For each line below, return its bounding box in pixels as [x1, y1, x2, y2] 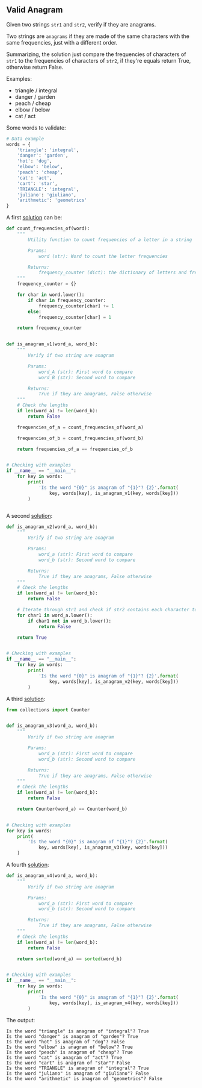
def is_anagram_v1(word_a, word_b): [6, 341, 98, 347]
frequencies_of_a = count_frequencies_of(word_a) [17, 424, 144, 430]
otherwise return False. [6, 63, 64, 71]
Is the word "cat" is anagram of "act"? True [6, 1054, 122, 1060]
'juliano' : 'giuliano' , [17, 192, 77, 198]
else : [28, 309, 42, 315]
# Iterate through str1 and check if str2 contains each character [17, 607, 189, 613]
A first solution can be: [6, 214, 63, 221]
